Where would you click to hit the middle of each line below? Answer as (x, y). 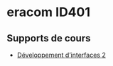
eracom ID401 (48, 12)
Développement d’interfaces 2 (61, 55)
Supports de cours (49, 38)
